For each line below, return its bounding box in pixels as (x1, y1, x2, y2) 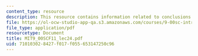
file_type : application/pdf (6, 24, 75, 31)
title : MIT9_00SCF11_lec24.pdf (6, 36, 83, 41)
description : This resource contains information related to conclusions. (6, 14, 194, 20)
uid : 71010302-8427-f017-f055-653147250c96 (6, 41, 115, 47)
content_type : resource (6, 8, 65, 15)
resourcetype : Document (6, 30, 65, 36)
